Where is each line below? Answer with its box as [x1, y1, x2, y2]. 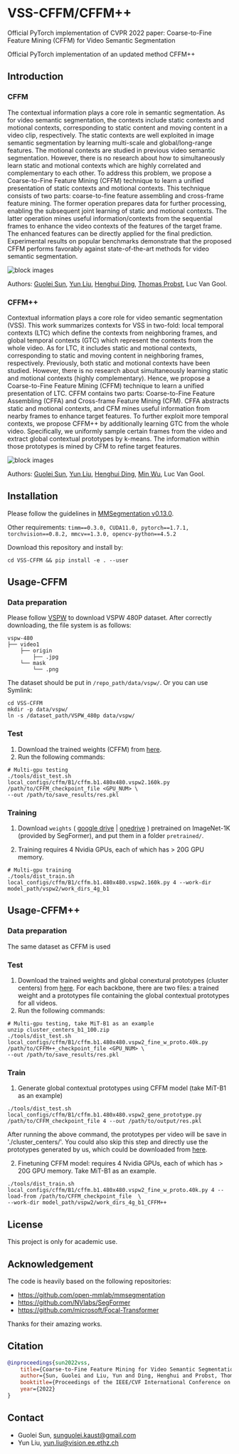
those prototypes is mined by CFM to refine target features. [7, 441, 182, 450]
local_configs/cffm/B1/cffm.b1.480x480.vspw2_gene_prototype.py [7, 1112, 202, 1119]
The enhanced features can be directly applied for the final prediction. [7, 229, 213, 238]
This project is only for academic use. [7, 1238, 118, 1246]
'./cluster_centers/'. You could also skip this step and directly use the [7, 1138, 208, 1146]
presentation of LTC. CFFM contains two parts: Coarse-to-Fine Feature [7, 389, 216, 397]
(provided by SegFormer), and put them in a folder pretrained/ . [17, 832, 204, 840]
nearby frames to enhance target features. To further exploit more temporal [7, 412, 229, 420]
